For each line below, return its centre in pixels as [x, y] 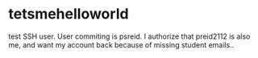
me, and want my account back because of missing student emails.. [121, 44]
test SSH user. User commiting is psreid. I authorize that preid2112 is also [129, 36]
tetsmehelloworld [69, 14]
